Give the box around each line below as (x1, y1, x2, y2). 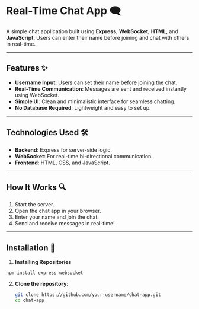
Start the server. (14, 201, 54, 208)
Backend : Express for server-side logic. (14, 146, 113, 154)
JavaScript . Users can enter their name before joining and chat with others (6, 34, 190, 41)
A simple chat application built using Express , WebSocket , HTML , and (6, 27, 179, 35)
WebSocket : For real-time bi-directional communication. (14, 152, 153, 160)
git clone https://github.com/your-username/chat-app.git (14, 292, 161, 298)
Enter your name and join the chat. (14, 214, 99, 221)
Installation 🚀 (6, 243, 56, 253)
